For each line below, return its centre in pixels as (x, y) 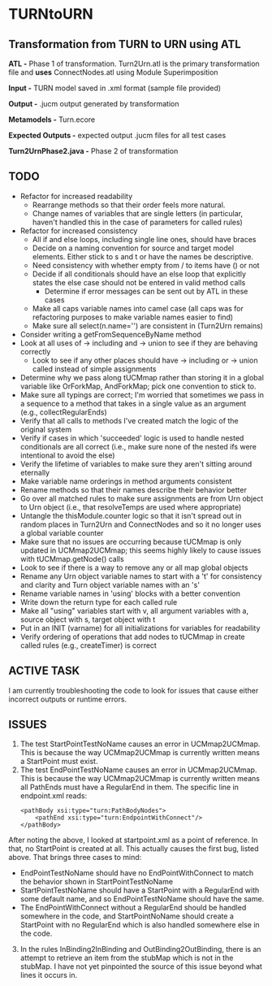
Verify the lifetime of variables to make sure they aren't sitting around (136, 463)
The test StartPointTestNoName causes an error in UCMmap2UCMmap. (140, 744)
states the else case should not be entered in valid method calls (139, 282)
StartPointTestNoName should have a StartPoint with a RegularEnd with (140, 890)
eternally (35, 472)
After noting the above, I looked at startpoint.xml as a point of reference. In (133, 840)
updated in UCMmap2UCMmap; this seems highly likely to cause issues (140, 550)
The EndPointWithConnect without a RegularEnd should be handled (133, 908)
